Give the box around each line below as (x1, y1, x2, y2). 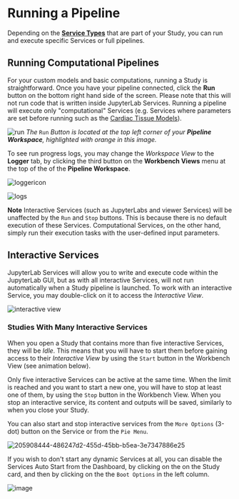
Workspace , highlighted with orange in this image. (7, 135, 157, 143)
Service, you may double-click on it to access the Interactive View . (7, 291, 204, 299)
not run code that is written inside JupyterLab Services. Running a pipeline (7, 99, 227, 107)
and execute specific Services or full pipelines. (7, 36, 145, 44)
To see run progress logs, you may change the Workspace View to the (7, 148, 215, 158)
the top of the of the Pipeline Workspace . (7, 164, 131, 173)
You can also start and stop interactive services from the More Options (7, 419, 214, 428)
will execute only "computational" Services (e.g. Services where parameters (7, 106, 232, 115)
